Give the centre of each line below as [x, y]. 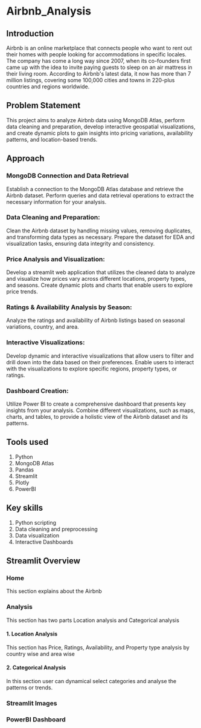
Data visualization [37, 535]
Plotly [22, 482]
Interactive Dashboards [44, 542]
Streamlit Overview [43, 561]
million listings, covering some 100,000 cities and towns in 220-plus [91, 80]
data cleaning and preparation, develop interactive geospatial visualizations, [101, 126]
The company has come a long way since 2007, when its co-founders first [99, 61]
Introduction [30, 34]
